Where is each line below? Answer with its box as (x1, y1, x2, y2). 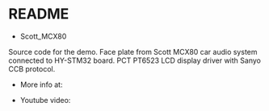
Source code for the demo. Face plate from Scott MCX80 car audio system (8, 47, 258, 56)
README (8, 5, 69, 23)
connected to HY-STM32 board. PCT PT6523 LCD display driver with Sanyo (8, 55, 261, 65)
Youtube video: (19, 95, 71, 105)
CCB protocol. (8, 64, 56, 73)
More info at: (19, 80, 63, 89)
